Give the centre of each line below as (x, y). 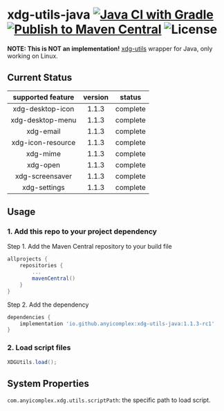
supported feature (44, 97)
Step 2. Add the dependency (48, 305)
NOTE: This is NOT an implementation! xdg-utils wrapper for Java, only (110, 48)
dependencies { (29, 317)
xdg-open (44, 164)
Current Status (40, 78)
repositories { (41, 266)
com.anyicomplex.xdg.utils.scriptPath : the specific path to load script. (109, 400)
